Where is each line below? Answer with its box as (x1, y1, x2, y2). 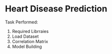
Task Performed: (5, 19, 39, 25)
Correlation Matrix (12, 38, 48, 44)
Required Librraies (12, 28, 49, 34)
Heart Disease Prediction (5, 3, 108, 14)
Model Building (12, 43, 42, 49)
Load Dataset (12, 33, 39, 39)
